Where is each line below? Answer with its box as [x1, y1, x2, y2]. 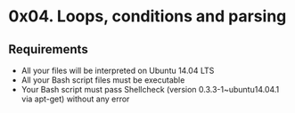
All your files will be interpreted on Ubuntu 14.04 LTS [20, 65, 215, 76]
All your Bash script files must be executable [20, 75, 185, 85]
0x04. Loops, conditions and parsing [8, 6, 287, 27]
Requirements [8, 42, 88, 57]
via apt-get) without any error [20, 93, 130, 104]
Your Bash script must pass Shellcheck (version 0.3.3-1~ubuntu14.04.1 [20, 85, 280, 94]
